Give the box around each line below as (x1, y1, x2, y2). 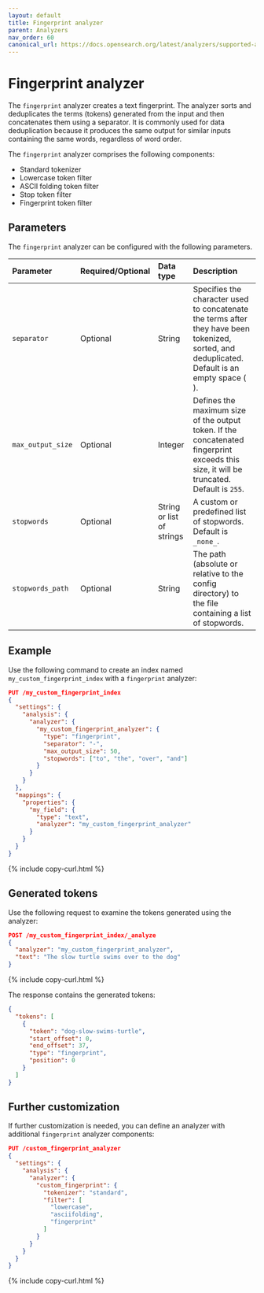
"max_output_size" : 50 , (42, 747, 122, 755)
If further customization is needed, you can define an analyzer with (8, 1121, 225, 1131)
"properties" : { (22, 798, 76, 806)
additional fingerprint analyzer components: (8, 1129, 155, 1139)
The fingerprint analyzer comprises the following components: (8, 150, 215, 159)
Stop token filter (19, 190, 72, 199)
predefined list (192, 506, 247, 517)
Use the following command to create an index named (8, 665, 183, 674)
